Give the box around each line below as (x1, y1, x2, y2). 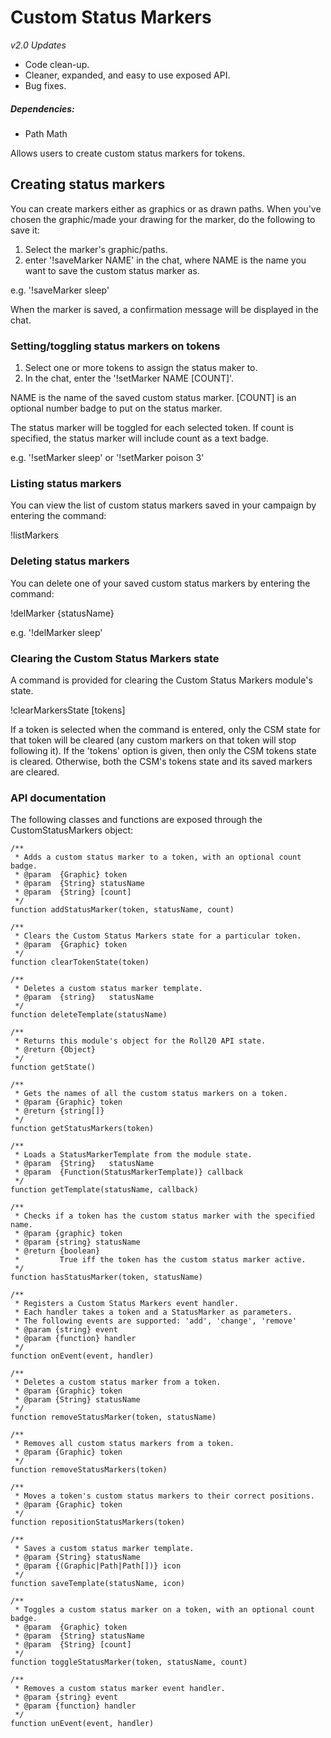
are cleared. (10, 766, 60, 778)
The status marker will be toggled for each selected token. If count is (10, 422, 294, 434)
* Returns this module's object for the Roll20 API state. (14, 1036, 267, 1046)
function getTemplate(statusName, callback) (10, 1185, 199, 1195)
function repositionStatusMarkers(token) (10, 1517, 186, 1528)
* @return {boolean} (14, 1246, 101, 1256)
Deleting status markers (10, 554, 130, 568)
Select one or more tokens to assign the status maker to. (24, 362, 258, 374)
